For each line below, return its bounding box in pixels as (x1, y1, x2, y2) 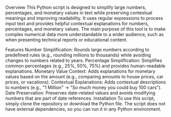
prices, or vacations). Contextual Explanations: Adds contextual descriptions (5, 79, 166, 85)
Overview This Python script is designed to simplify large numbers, (5, 5, 146, 10)
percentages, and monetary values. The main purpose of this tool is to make (5, 26, 166, 32)
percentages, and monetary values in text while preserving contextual (5, 10, 152, 16)
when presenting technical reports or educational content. (5, 37, 128, 43)
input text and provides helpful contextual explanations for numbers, (5, 20, 149, 26)
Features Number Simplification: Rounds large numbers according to (5, 47, 150, 52)
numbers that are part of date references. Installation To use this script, (5, 95, 155, 101)
